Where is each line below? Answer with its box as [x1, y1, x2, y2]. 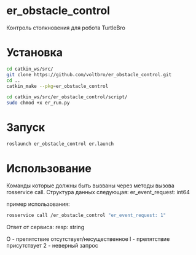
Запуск [6, 120, 45, 135]
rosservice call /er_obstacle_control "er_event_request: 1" [6, 212, 167, 218]
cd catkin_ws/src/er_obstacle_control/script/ [6, 94, 128, 100]
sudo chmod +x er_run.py [6, 100, 70, 106]
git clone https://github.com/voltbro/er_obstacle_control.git [6, 71, 172, 77]
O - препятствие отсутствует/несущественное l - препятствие [6, 235, 170, 243]
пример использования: [6, 200, 70, 208]
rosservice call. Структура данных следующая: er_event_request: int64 [6, 188, 190, 195]
